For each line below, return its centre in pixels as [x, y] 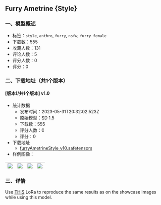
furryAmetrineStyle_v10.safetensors [56, 148]
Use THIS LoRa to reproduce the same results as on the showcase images [81, 192]
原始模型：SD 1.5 [37, 118]
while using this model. [28, 197]
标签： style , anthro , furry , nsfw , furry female [59, 35]
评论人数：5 [25, 54]
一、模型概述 [21, 24]
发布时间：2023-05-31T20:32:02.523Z [59, 111]
